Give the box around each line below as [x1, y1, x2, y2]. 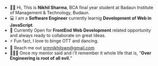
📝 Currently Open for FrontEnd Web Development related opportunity [9, 27, 151, 33]
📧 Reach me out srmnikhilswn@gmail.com [9, 45, 95, 50]
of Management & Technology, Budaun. [9, 10, 90, 16]
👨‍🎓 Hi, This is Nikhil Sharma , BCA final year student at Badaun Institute [9, 5, 154, 10]
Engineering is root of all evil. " [9, 55, 72, 61]
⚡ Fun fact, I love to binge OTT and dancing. [9, 38, 99, 44]
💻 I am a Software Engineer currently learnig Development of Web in [9, 15, 152, 21]
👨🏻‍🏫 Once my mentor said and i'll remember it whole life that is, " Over [9, 50, 152, 56]
